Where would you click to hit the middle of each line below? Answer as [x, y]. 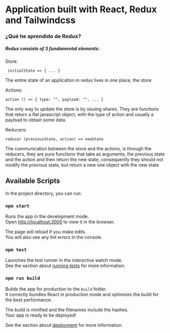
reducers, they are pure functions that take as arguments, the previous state [85, 154]
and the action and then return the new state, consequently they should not [84, 160]
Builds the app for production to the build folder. [56, 289]
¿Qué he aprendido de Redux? [43, 36]
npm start [17, 206]
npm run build [23, 278]
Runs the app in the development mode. [47, 216]
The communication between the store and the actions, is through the [78, 149]
